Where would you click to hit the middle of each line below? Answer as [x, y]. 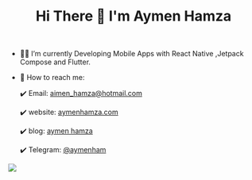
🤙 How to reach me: [52, 77]
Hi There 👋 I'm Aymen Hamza [134, 16]
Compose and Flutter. [55, 62]
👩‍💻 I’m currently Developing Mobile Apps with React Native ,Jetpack [132, 53]
